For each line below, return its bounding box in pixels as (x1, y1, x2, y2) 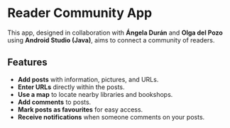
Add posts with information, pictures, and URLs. (17, 75, 159, 83)
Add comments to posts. (17, 98, 92, 106)
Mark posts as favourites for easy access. (17, 105, 143, 114)
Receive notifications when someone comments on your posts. (17, 112, 205, 121)
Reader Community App (7, 5, 153, 21)
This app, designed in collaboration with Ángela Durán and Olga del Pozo (7, 28, 224, 37)
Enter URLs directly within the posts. (17, 83, 125, 91)
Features (7, 57, 48, 69)
